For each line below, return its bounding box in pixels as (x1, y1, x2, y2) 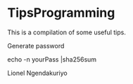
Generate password (7, 41, 65, 50)
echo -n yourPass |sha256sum (7, 55, 97, 64)
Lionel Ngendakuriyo (7, 69, 68, 77)
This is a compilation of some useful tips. (7, 28, 127, 36)
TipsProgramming (7, 5, 115, 21)
